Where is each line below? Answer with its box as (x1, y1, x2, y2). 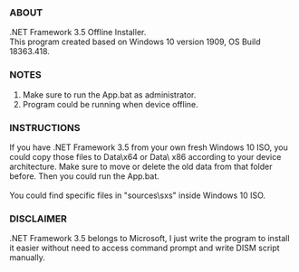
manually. (9, 252, 45, 263)
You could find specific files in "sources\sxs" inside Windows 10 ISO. (9, 190, 265, 201)
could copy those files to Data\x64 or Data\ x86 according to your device (9, 151, 282, 162)
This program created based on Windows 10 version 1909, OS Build (9, 36, 261, 47)
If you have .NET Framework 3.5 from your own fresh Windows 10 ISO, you (9, 142, 288, 153)
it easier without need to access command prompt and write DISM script (9, 242, 280, 254)
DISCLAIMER (9, 212, 68, 225)
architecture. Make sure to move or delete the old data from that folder (9, 161, 274, 172)
